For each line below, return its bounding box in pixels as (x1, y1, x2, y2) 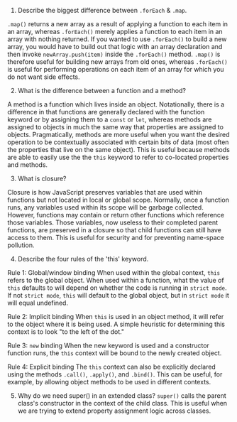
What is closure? (17, 174, 67, 183)
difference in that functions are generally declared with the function (7, 108, 205, 116)
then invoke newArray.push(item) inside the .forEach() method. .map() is (7, 50, 221, 58)
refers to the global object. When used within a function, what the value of (7, 276, 225, 284)
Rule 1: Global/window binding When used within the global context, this (7, 269, 221, 276)
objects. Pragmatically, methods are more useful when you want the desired (7, 131, 230, 139)
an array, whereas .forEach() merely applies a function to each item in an (7, 28, 223, 36)
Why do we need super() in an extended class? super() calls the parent (17, 391, 227, 400)
